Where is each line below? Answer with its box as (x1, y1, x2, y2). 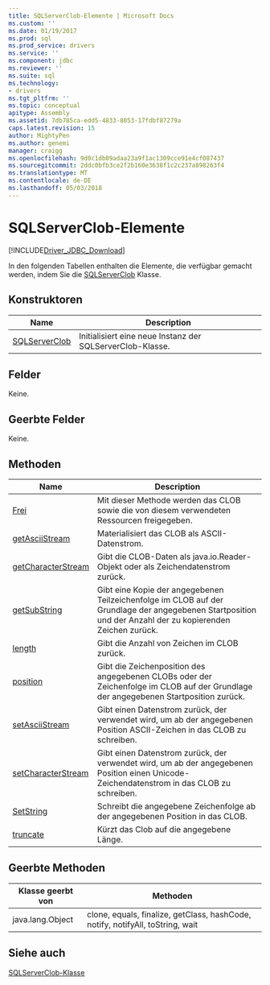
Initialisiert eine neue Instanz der (79, 330, 202, 341)
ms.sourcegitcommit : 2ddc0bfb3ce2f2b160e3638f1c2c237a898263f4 (8, 162, 225, 170)
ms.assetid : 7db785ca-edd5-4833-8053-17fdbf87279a (8, 117, 182, 125)
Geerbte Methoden (8, 861, 106, 875)
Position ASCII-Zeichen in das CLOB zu (96, 724, 247, 735)
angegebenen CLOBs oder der (96, 670, 213, 681)
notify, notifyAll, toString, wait (87, 919, 198, 930)
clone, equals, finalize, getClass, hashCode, (87, 908, 252, 920)
